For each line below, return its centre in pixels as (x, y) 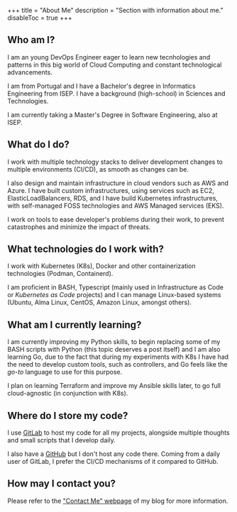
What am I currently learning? (75, 324)
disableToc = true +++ (40, 18)
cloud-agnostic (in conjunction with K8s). (68, 394)
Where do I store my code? (68, 415)
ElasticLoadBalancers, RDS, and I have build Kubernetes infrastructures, (113, 198)
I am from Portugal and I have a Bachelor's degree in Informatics (102, 86)
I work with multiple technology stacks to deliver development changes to (115, 162)
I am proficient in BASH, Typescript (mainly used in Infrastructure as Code (115, 287)
